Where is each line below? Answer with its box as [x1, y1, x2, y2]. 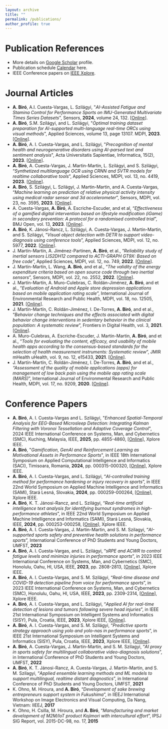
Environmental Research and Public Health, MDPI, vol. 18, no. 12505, [12, 296, 153, 302]
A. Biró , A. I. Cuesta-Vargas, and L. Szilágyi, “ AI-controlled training [12, 474, 150, 480]
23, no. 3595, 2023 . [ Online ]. [12, 200, 73, 206]
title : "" [5, 12, 26, 17]
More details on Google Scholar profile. [12, 60, 93, 66]
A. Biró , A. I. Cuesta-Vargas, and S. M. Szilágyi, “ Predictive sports [12, 622, 147, 628]
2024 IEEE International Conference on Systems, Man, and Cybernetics [12, 431, 160, 437]
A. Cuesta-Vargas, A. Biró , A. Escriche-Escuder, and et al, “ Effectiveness [12, 205, 162, 211]
